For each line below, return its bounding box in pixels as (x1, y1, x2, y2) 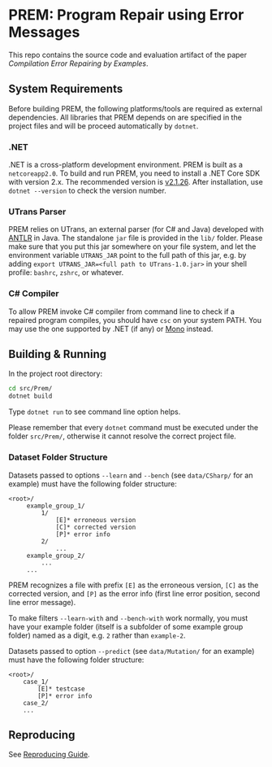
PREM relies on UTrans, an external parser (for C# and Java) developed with (8, 224, 264, 234)
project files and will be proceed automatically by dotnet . (8, 120, 199, 131)
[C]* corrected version (55, 523, 136, 531)
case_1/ (23, 678, 49, 686)
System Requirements (8, 82, 123, 96)
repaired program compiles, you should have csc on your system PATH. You (8, 315, 262, 325)
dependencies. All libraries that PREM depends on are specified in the (8, 112, 242, 122)
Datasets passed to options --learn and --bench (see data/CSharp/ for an (8, 470, 253, 480)
